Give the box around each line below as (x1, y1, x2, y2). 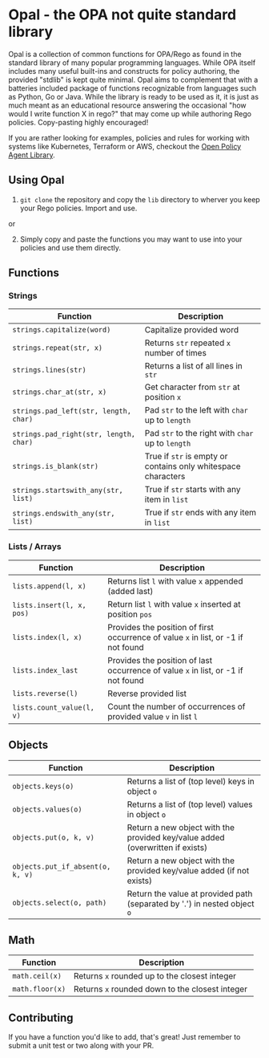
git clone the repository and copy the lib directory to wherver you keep (19, 194, 260, 204)
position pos (107, 608, 153, 620)
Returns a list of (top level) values (126, 799, 253, 810)
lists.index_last (12, 665, 78, 675)
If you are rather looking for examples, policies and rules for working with (8, 132, 250, 142)
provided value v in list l (107, 710, 199, 722)
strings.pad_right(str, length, (12, 429, 136, 439)
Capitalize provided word (144, 324, 239, 336)
